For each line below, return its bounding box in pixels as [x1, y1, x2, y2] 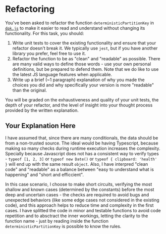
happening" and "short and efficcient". [5, 172, 84, 178]
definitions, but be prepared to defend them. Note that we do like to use [12, 66, 159, 72]
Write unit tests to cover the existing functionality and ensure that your [12, 40, 156, 46]
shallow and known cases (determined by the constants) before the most [5, 187, 155, 192]
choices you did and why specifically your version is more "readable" [12, 82, 154, 88]
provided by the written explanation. [5, 107, 79, 113]
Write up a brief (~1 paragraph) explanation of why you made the [12, 77, 145, 83]
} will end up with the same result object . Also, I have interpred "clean [5, 161, 148, 167]
